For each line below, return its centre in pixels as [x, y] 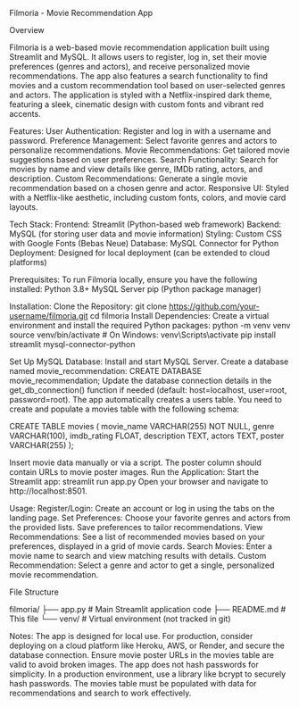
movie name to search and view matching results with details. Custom [138, 556]
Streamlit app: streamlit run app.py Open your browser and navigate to [139, 482]
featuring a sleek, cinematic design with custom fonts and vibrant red [137, 104]
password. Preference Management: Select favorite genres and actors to [143, 141]
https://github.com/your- [215, 306]
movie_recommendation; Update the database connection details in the [141, 380]
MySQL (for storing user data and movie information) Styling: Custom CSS [146, 234]
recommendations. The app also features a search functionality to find [139, 76]
